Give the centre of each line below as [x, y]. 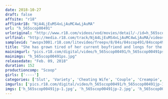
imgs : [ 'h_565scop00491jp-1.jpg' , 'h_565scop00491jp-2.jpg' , [70, 89]
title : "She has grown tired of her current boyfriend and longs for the [84, 47]
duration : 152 [20, 65]
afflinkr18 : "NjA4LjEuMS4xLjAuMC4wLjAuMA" [50, 24]
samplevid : [16, 42]
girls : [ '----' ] [22, 75]
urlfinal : [15, 38]
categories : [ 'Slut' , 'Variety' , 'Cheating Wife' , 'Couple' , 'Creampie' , [84, 79]
